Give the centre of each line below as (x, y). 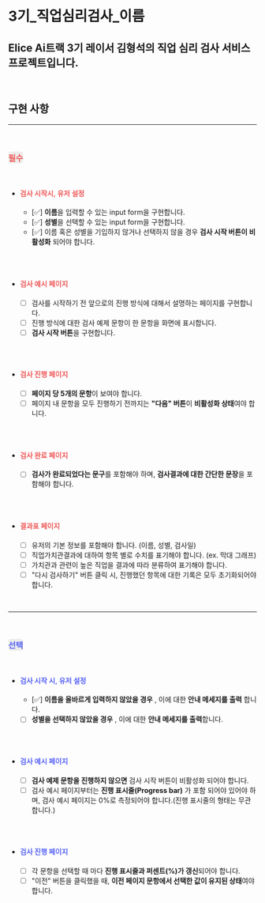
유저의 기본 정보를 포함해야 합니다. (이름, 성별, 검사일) (114, 545)
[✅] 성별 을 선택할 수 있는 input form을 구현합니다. (108, 222)
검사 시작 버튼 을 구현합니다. (73, 332)
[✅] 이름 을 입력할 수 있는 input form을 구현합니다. (108, 212)
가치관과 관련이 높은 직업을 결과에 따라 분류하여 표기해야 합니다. (129, 565)
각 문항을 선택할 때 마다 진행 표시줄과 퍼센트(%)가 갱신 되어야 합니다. (136, 871)
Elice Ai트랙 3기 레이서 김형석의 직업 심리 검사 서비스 (129, 48)
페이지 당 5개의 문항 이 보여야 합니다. (87, 393)
